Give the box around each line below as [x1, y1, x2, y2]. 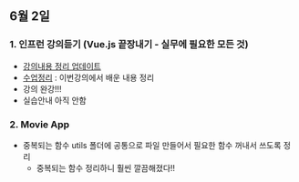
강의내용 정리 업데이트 [22, 60, 102, 71]
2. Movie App [9, 117, 70, 130]
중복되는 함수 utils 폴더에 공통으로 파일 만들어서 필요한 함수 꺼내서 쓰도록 [22, 139, 282, 150]
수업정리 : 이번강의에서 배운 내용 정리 [22, 72, 155, 83]
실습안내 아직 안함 [22, 95, 87, 106]
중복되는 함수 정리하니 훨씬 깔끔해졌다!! [36, 162, 176, 173]
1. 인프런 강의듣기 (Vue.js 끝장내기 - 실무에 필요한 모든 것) [9, 38, 249, 51]
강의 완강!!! [22, 83, 62, 94]
